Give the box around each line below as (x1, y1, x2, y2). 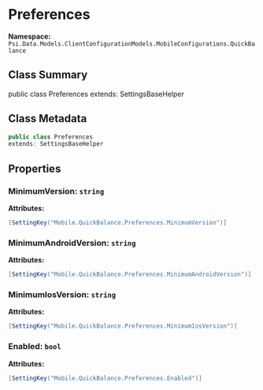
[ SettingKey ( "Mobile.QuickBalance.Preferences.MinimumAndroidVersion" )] (8, 270, 252, 279)
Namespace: (8, 32, 51, 41)
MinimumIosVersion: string (8, 289, 117, 300)
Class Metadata (8, 112, 87, 125)
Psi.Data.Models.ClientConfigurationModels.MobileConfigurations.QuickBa (8, 39, 256, 48)
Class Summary (8, 69, 88, 82)
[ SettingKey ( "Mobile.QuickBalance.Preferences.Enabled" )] (8, 374, 202, 382)
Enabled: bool (8, 341, 61, 352)
